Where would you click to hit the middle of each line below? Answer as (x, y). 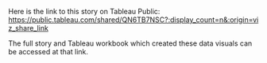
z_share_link (29, 28)
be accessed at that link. (48, 52)
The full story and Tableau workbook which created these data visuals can (130, 43)
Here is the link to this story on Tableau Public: (84, 11)
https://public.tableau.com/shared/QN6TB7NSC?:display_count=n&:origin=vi (133, 20)
